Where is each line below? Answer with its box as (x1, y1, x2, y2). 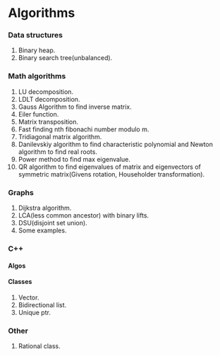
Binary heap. (18, 46, 56, 54)
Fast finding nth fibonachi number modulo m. (18, 125, 149, 133)
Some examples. (18, 226, 67, 235)
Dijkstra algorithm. (18, 203, 72, 213)
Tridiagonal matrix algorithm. (18, 132, 102, 141)
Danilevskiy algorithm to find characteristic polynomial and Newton (18, 140, 214, 148)
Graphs (8, 187, 34, 197)
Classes (8, 278, 32, 286)
